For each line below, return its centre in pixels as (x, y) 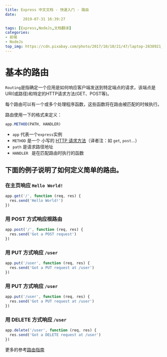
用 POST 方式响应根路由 (34, 219)
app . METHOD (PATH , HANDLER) (33, 124)
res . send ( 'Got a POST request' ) (43, 234)
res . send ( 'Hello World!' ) (37, 201)
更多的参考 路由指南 (25, 350)
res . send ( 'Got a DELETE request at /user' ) (55, 335)
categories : (17, 33)
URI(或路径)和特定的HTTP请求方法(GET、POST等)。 (58, 93)
